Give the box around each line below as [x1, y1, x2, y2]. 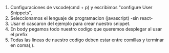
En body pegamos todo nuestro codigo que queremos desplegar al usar [10, 26, 162, 32]
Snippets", [10, 10, 32, 16]
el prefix [10, 32, 28, 37]
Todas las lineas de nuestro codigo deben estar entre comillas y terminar [10, 37, 164, 43]
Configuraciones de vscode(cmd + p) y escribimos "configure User [10, 5, 153, 10]
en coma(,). [10, 42, 35, 48]
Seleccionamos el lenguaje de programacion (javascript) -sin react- [10, 15, 153, 21]
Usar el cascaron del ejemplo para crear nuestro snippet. [10, 20, 131, 26]
